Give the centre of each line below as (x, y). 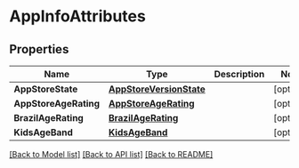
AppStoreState (46, 89)
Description (239, 74)
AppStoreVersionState (157, 89)
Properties (39, 49)
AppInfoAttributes (78, 16)
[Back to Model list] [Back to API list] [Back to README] (111, 154)
